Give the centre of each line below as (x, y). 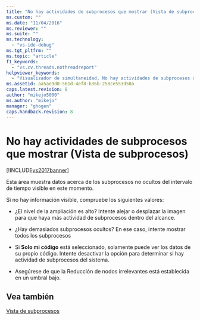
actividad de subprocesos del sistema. (62, 260)
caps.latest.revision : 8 (37, 90)
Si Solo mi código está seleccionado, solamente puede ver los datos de (103, 247)
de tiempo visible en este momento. (50, 188)
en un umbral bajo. (38, 278)
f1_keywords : (22, 61)
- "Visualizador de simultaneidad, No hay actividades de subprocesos (101, 78)
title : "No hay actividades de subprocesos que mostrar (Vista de (90, 12)
